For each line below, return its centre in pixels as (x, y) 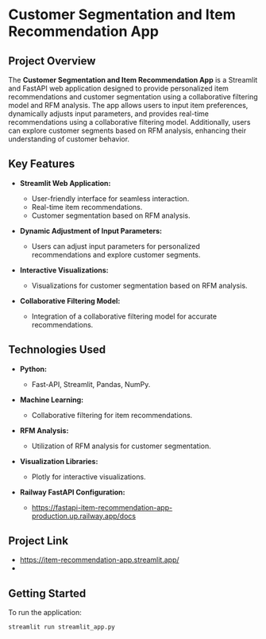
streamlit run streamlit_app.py (62, 627)
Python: (33, 369)
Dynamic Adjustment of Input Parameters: (91, 230)
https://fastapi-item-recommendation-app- (102, 507)
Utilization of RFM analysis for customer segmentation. (121, 446)
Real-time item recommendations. (87, 207)
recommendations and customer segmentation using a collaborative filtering (133, 97)
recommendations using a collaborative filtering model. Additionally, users (129, 122)
